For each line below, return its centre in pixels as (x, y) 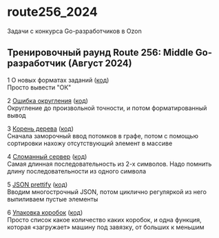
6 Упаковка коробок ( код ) (45, 212)
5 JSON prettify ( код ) (38, 184)
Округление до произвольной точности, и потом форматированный (107, 108)
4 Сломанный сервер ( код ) (47, 156)
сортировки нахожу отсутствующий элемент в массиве (90, 143)
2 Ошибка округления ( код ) (48, 100)
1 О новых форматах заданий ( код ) (58, 80)
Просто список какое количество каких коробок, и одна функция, (104, 219)
